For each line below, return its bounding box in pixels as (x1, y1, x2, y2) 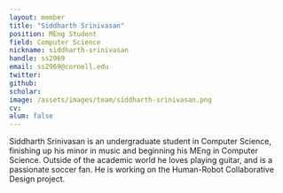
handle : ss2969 (9, 54, 66, 63)
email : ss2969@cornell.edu (9, 63, 109, 72)
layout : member (9, 12, 66, 22)
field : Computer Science (9, 37, 101, 47)
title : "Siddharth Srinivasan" (9, 21, 125, 30)
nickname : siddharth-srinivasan (9, 46, 129, 55)
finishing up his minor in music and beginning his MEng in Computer (9, 145, 259, 156)
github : (9, 79, 38, 88)
